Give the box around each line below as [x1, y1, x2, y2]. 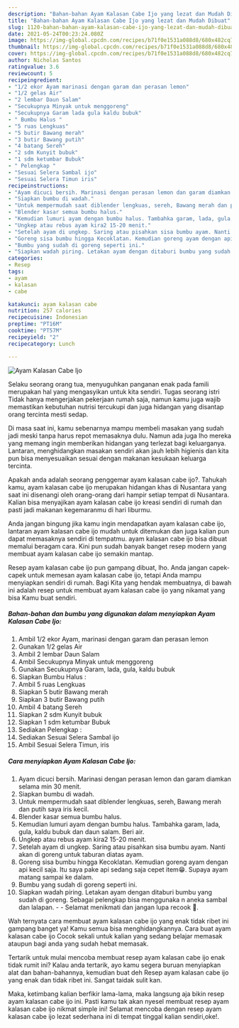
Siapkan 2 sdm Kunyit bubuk [18, 710, 102, 719]
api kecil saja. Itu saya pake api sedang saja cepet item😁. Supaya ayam [18, 865, 228, 874]
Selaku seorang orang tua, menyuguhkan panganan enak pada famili [8, 379, 209, 388]
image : [8, 37, 28, 44]
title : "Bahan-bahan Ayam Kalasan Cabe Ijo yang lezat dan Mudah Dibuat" [8, 17, 231, 24]
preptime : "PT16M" [8, 320, 62, 328]
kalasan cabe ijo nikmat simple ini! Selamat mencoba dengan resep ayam [8, 1005, 222, 1013]
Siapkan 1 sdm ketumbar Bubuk [18, 718, 111, 727]
